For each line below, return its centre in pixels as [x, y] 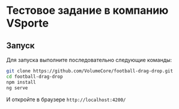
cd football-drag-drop [35, 76]
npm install [21, 82]
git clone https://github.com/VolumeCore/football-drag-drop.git [89, 71]
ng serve [17, 88]
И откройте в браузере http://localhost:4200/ [66, 99]
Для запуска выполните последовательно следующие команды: [89, 60]
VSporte [28, 23]
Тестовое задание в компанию [87, 11]
